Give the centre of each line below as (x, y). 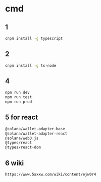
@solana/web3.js (22, 138)
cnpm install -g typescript (34, 38)
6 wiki (15, 163)
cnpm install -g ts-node (31, 65)
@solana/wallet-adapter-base (35, 129)
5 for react (22, 117)
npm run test (19, 97)
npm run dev (17, 93)
